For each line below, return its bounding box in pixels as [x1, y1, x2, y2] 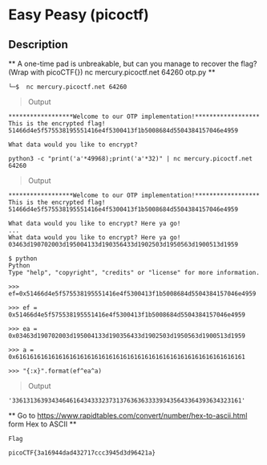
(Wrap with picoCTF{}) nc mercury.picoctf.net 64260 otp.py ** [8, 67, 216, 77]
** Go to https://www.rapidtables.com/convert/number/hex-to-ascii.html [8, 411, 248, 420]
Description [8, 38, 68, 51]
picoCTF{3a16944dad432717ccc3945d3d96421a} [8, 449, 156, 457]
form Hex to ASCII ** [8, 419, 77, 429]
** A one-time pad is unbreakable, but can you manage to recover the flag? [8, 59, 257, 68]
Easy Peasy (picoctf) [8, 6, 150, 24]
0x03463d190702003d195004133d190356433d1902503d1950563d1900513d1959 [8, 332, 246, 340]
